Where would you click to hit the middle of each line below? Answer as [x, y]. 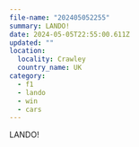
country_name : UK [50, 68]
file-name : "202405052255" [60, 17]
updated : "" [31, 43]
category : [28, 76]
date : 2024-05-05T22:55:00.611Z [69, 34]
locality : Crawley [52, 59]
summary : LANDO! [39, 26]
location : [28, 51]
